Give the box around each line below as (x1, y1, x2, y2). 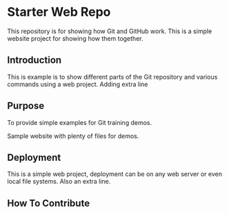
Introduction (7, 55, 62, 66)
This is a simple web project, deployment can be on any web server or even (7, 170, 223, 178)
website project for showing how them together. (7, 34, 143, 42)
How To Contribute (7, 197, 90, 209)
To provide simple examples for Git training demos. (7, 118, 152, 126)
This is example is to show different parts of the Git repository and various (7, 72, 218, 81)
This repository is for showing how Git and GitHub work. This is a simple (7, 27, 212, 35)
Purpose (7, 100, 45, 112)
